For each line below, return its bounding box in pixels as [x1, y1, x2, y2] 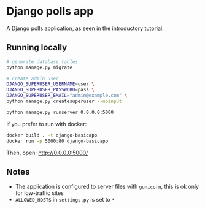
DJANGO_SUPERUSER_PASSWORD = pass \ [6, 87, 95, 93]
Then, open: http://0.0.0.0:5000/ [6, 149, 88, 156]
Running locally [6, 42, 68, 53]
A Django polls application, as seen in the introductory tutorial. [6, 25, 164, 32]
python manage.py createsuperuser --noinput [6, 98, 122, 104]
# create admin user [6, 75, 60, 82]
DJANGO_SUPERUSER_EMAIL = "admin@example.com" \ [6, 93, 128, 99]
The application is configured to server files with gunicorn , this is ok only [15, 183, 199, 191]
